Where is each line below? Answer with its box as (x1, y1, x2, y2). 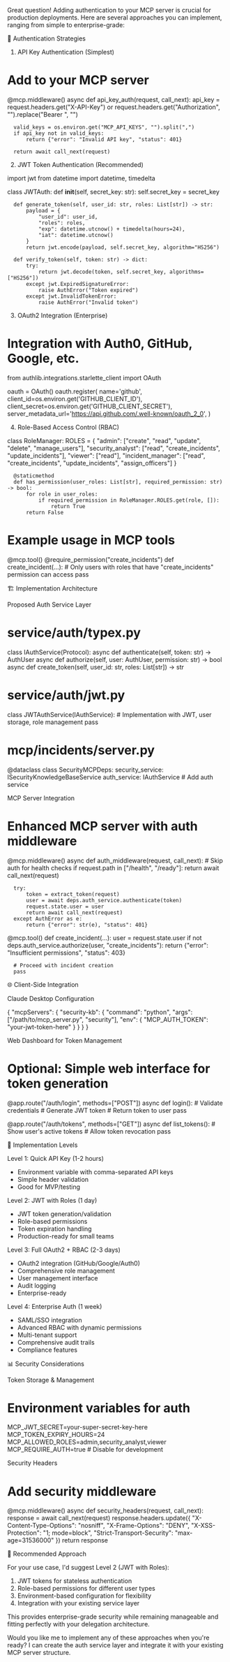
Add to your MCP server (7, 73, 150, 88)
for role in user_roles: (25, 491, 98, 498)
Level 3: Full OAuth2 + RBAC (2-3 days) (7, 1245, 121, 1254)
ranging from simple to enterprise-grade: (7, 21, 125, 29)
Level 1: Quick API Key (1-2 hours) (7, 1154, 105, 1162)
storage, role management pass (7, 718, 99, 726)
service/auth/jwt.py (7, 687, 125, 703)
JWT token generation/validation (17, 1209, 112, 1218)
